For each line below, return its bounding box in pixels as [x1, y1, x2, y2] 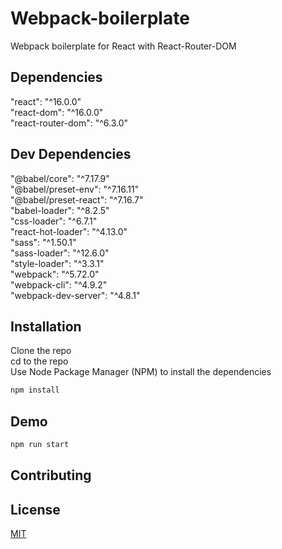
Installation [10, 318, 82, 335]
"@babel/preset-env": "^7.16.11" [10, 183, 140, 195]
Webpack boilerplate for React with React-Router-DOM [10, 40, 237, 52]
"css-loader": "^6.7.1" [10, 215, 98, 227]
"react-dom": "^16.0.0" [10, 106, 104, 118]
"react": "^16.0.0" [10, 95, 82, 107]
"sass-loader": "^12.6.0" [10, 247, 110, 259]
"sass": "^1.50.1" [10, 236, 77, 248]
